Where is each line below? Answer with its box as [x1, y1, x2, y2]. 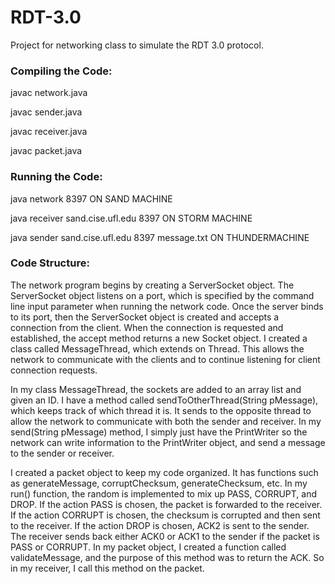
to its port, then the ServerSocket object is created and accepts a [10, 311, 280, 323]
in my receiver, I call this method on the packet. [10, 562, 205, 574]
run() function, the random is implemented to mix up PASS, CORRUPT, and [10, 487, 317, 500]
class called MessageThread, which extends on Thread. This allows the [10, 342, 305, 355]
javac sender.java [10, 106, 83, 118]
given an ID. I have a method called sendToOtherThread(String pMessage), [10, 394, 319, 406]
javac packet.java [10, 145, 83, 157]
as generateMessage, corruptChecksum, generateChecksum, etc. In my [10, 477, 308, 489]
